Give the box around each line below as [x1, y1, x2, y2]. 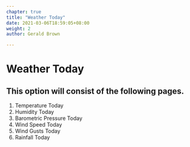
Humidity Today [14, 109, 55, 116]
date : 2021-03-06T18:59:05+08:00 [6, 20, 90, 26]
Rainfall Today [14, 134, 50, 141]
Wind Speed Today [14, 121, 62, 128]
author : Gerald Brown [6, 31, 61, 37]
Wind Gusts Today [14, 127, 61, 135]
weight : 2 [6, 25, 31, 32]
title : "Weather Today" [6, 14, 66, 20]
